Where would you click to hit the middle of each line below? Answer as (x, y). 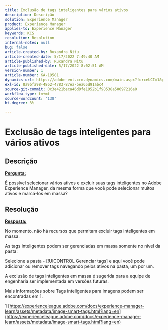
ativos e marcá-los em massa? (37, 194)
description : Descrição (30, 15)
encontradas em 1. (24, 296)
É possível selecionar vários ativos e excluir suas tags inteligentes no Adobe (83, 183)
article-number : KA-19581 (32, 75)
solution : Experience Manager (37, 19)
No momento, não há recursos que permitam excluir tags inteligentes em (80, 231)
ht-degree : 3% (20, 103)
